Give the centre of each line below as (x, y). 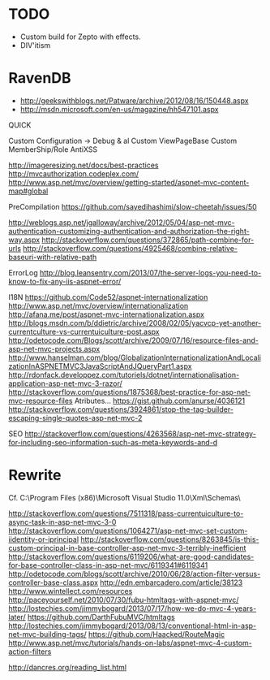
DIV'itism (35, 45)
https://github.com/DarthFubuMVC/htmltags (101, 617)
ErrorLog (23, 272)
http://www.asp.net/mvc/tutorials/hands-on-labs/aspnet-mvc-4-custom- (131, 643)
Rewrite (35, 475)
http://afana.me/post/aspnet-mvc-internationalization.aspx (107, 314)
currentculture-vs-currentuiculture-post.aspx (84, 331)
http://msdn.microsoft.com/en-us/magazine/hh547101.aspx (119, 109)
